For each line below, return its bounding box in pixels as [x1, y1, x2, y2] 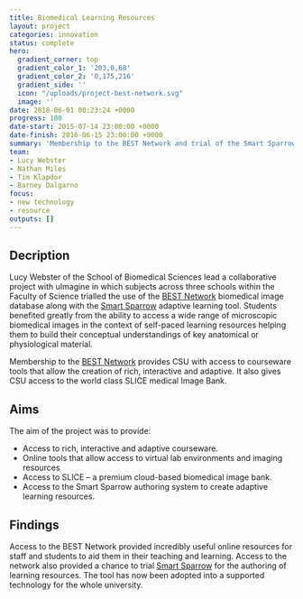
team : [9, 147, 30, 156]
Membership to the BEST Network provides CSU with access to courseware [9, 356, 291, 367]
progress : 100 [9, 114, 63, 123]
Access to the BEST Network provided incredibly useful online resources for [9, 541, 293, 552]
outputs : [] [9, 214, 54, 224]
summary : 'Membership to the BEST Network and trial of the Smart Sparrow [9, 139, 297, 148]
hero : [9, 47, 30, 56]
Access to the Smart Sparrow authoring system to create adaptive [22, 482, 269, 493]
